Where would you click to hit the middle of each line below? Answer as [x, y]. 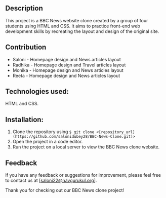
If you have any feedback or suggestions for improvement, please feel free [83, 175]
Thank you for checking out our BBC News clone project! [65, 190]
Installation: [25, 119]
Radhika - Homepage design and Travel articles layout [69, 65]
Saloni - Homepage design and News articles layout [67, 59]
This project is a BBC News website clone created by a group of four [77, 20]
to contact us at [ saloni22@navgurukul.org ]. [51, 181]
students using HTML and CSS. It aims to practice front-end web [73, 26]
